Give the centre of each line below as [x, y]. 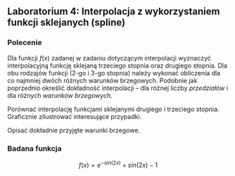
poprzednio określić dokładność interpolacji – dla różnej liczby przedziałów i [118, 88]
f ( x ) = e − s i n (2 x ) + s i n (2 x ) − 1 [118, 164]
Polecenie [25, 43]
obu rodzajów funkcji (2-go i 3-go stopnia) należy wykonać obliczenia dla [114, 73]
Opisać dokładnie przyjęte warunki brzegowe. [74, 130]
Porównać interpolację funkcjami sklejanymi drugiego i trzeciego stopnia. [113, 109]
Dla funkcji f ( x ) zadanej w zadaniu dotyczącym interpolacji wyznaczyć [109, 58]
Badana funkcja [34, 149]
